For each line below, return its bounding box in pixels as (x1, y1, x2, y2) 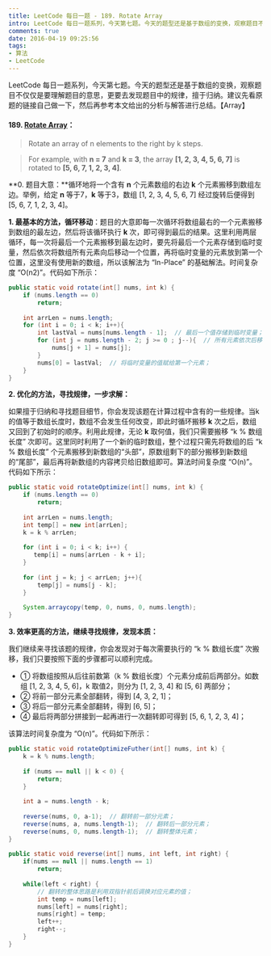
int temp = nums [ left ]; (37, 895, 117, 903)
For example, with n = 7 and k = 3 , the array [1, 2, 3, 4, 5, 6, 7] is (27, 154, 240, 164)
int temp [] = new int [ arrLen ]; (23, 520, 128, 529)
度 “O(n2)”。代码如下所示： (8, 267, 99, 277)
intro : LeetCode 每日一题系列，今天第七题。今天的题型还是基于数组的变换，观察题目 (8, 19, 259, 27)
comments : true (8, 27, 60, 35)
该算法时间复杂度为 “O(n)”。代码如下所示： (8, 729, 152, 739)
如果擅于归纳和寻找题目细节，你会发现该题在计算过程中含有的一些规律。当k (8, 406, 260, 416)
